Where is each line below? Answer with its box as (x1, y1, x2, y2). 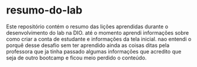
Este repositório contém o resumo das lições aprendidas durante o (6, 23, 169, 30)
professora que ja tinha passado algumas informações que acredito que (6, 48, 182, 55)
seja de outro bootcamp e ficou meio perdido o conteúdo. (6, 54, 147, 61)
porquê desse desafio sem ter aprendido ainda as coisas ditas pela (6, 42, 170, 49)
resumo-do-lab (6, 4, 83, 17)
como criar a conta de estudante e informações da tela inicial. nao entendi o (6, 35, 192, 42)
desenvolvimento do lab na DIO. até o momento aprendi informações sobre (6, 29, 189, 36)
